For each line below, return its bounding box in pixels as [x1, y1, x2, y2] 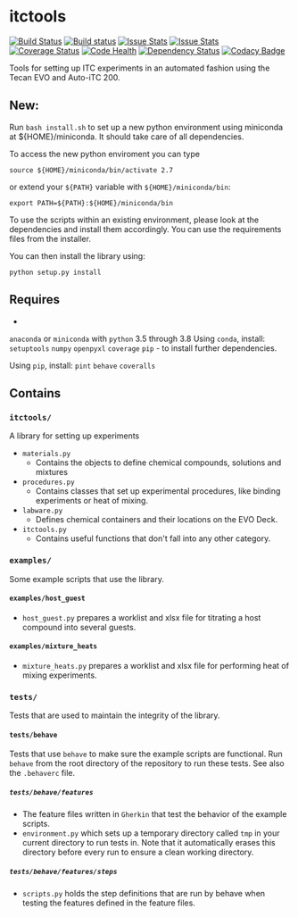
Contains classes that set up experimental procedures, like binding [35, 486, 281, 496]
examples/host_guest [9, 594, 87, 604]
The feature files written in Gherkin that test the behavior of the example [21, 809, 287, 820]
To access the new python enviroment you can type [9, 148, 201, 159]
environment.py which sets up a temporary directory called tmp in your [21, 828, 280, 838]
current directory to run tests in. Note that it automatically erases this [21, 838, 276, 848]
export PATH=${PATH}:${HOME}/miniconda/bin [9, 198, 174, 207]
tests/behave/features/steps [9, 868, 118, 877]
